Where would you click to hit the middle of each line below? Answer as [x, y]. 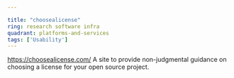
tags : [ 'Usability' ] [38, 39]
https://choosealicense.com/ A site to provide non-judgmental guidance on [117, 60]
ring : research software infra [54, 26]
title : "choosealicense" [44, 20]
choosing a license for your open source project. [78, 67]
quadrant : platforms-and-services [58, 33]
